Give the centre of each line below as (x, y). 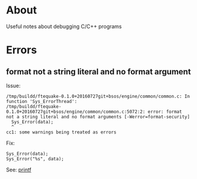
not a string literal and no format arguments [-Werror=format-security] (98, 117)
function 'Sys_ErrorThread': (42, 101)
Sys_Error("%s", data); (35, 159)
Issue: (13, 85)
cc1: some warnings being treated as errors (61, 132)
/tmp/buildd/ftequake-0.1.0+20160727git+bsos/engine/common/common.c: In (98, 96)
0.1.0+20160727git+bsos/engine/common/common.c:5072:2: (76, 112)
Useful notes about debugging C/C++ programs (64, 26)
